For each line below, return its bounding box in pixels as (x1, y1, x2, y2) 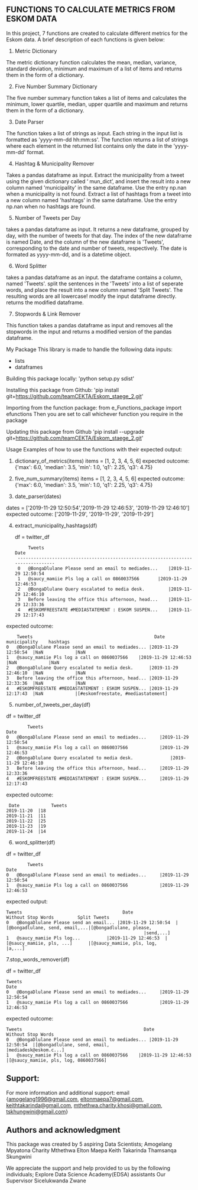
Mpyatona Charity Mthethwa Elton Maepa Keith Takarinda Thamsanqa (6, 1147, 177, 1154)
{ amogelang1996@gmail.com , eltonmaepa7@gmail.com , (6, 1095, 144, 1103)
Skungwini (6, 1153, 32, 1160)
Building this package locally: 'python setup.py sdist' (6, 375, 135, 382)
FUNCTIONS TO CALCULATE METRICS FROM (6, 5, 176, 15)
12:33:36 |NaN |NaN (6, 680, 86, 686)
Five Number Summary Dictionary (14, 83, 98, 90)
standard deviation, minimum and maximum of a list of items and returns (6, 65, 182, 72)
